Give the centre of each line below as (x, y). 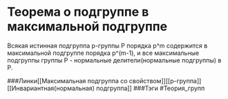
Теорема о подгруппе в (78, 12)
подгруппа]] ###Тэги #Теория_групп (151, 88)
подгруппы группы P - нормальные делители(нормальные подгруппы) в (114, 60)
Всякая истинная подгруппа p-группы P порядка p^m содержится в (107, 45)
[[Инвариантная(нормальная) (51, 88)
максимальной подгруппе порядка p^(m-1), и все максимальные (103, 53)
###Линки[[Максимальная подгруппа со (67, 80)
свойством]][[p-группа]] (165, 80)
